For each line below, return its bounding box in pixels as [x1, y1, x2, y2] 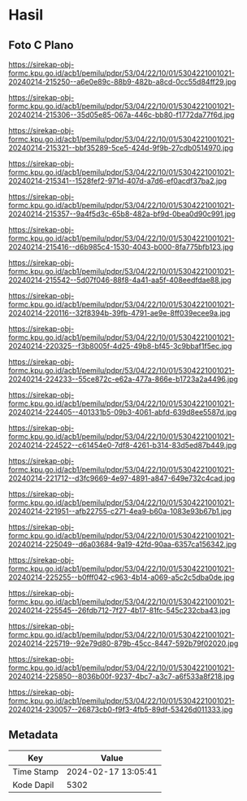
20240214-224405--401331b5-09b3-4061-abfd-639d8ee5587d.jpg [8, 407, 237, 416]
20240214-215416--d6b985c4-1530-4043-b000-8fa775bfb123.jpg [8, 242, 234, 251]
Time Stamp [12, 766, 59, 777]
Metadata [8, 728, 58, 742]
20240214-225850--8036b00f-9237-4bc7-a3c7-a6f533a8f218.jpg [8, 672, 235, 681]
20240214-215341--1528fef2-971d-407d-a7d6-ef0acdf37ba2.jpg [8, 176, 227, 185]
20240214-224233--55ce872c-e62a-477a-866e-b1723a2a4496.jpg [8, 374, 238, 384]
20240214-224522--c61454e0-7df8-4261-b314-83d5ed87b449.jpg [8, 441, 237, 450]
